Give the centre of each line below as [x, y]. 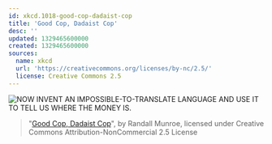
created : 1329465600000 [49, 46]
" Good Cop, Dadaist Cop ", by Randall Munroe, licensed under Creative [146, 123]
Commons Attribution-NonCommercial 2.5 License [113, 132]
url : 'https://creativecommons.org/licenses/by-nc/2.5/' [114, 69]
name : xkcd [34, 61]
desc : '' [23, 31]
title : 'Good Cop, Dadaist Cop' [63, 23]
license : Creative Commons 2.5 [69, 76]
